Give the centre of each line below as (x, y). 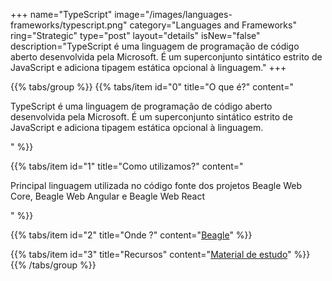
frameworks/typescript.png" (69, 25)
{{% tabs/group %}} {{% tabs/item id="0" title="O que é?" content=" (152, 87)
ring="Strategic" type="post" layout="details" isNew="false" (135, 35)
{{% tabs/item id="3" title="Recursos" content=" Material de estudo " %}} (160, 254)
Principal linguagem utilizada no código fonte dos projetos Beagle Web (156, 185)
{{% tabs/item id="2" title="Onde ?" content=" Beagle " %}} (131, 235)
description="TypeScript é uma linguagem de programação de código (155, 46)
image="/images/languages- (173, 14)
